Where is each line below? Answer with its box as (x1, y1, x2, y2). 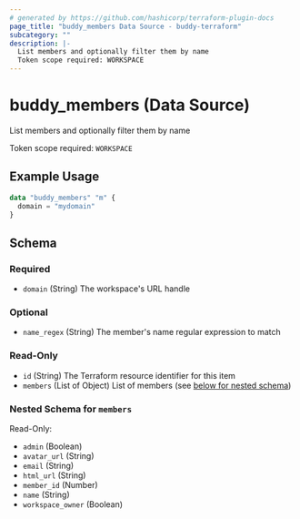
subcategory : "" (9, 30, 71, 39)
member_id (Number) (22, 479, 98, 490)
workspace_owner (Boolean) (22, 498, 124, 510)
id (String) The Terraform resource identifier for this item (22, 370, 236, 381)
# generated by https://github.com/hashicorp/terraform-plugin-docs (9, 13, 275, 23)
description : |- (9, 38, 71, 48)
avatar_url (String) (22, 450, 95, 461)
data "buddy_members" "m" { (9, 193, 116, 202)
